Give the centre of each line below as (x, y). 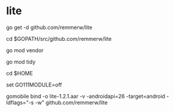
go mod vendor (25, 50)
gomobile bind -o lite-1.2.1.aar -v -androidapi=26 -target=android (86, 96)
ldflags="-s (20, 103)
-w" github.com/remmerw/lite (71, 103)
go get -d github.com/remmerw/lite (49, 27)
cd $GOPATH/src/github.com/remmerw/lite (59, 39)
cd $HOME (20, 73)
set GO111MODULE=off (34, 85)
